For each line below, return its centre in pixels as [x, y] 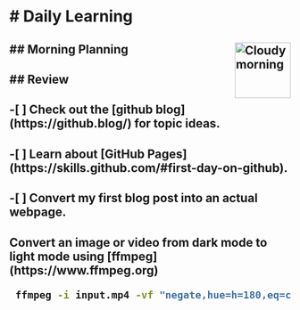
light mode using [57, 256]
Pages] [167, 154]
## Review [39, 79]
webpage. [38, 212]
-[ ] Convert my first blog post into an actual [133, 198]
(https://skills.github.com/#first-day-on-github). [149, 168]
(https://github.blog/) [71, 123]
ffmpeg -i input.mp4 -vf [84, 294]
